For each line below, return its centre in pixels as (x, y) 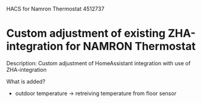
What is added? (26, 81)
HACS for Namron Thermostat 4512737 (55, 9)
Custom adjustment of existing (86, 34)
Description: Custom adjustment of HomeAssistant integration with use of (99, 63)
